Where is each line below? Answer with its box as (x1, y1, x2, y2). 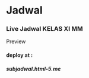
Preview (6, 38, 26, 45)
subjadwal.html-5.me (6, 65, 61, 72)
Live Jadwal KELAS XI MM (6, 25, 83, 33)
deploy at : (6, 51, 33, 59)
